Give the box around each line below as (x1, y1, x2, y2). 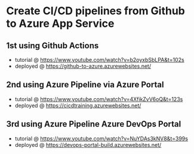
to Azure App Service (6, 17, 115, 30)
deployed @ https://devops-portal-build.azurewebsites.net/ (14, 141, 162, 148)
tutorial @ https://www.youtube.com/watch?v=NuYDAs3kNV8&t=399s (14, 135, 188, 142)
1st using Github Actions (6, 40, 99, 51)
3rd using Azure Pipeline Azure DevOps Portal (6, 119, 181, 129)
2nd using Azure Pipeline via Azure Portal (6, 80, 164, 90)
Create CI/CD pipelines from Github (6, 4, 185, 18)
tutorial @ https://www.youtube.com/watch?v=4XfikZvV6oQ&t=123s (14, 95, 183, 102)
